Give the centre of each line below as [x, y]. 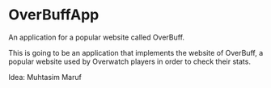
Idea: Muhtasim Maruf [45, 77]
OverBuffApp [54, 15]
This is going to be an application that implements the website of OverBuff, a [136, 52]
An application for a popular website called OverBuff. [96, 37]
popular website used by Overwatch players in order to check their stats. [129, 61]
